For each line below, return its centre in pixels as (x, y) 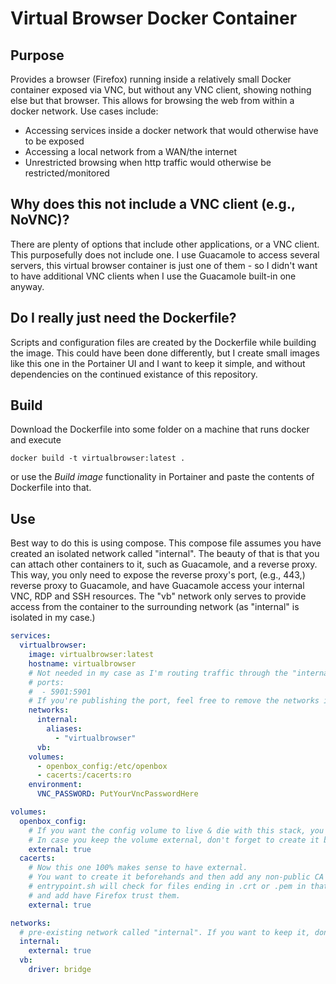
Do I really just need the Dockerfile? (123, 318)
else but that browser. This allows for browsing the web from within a (152, 100)
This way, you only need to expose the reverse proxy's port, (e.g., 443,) (158, 575)
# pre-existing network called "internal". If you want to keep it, (165, 932)
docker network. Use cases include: (84, 111)
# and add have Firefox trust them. (105, 895)
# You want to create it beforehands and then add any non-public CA (176, 877)
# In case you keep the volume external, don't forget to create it (174, 840)
